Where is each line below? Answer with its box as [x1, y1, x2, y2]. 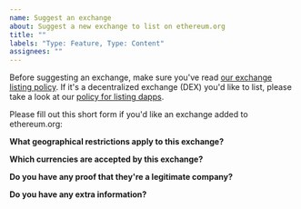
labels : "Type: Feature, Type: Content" [9, 38, 166, 48]
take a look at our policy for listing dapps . [9, 92, 165, 103]
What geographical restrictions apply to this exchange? [9, 136, 225, 147]
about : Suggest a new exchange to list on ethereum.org [9, 22, 226, 31]
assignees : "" [9, 47, 64, 56]
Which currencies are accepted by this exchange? [9, 154, 204, 164]
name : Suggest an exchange [9, 13, 112, 23]
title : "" [9, 30, 47, 39]
